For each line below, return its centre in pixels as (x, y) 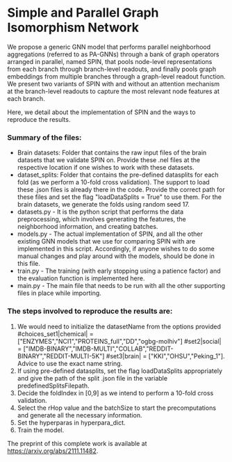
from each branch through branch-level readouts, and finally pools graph (112, 69)
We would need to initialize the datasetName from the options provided (119, 326)
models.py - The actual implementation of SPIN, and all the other (110, 234)
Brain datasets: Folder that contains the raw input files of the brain (112, 153)
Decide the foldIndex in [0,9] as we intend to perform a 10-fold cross (115, 393)
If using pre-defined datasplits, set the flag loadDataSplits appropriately (120, 371)
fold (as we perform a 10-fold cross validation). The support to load (113, 182)
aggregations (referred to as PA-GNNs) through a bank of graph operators (113, 54)
